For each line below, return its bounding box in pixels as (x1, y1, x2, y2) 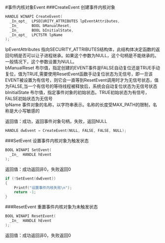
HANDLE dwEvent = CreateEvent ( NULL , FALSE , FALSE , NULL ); (5, 128, 127, 133)
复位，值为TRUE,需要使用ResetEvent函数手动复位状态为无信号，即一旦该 (5, 71, 153, 77)
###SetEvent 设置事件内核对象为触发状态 (5, 138, 89, 144)
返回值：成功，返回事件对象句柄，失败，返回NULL (5, 119, 107, 124)
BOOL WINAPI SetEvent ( (5, 148, 52, 152)
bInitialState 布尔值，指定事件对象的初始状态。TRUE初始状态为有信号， (5, 90, 150, 95)
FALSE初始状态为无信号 (5, 95, 53, 102)
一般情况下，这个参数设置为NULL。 (5, 59, 77, 65)
